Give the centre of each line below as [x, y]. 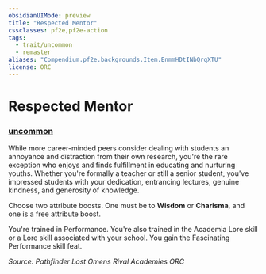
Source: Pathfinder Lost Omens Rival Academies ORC [96, 261]
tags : [17, 38]
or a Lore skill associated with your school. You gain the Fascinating [119, 238]
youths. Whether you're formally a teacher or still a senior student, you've [129, 173]
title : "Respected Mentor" [53, 23]
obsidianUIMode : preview [49, 15]
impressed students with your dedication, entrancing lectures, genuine [124, 182]
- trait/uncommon [44, 45]
